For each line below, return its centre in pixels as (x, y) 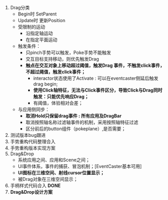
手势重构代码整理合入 (33, 141)
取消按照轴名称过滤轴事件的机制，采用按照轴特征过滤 (82, 122)
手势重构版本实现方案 (33, 148)
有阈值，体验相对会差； (58, 103)
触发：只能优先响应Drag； (61, 96)
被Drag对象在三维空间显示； (48, 179)
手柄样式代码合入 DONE (35, 186)
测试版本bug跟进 (28, 135)
